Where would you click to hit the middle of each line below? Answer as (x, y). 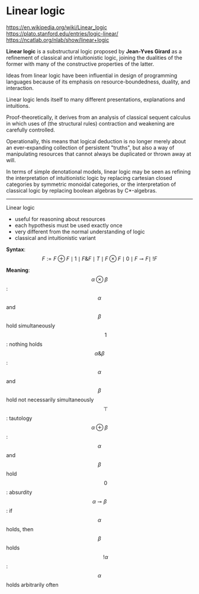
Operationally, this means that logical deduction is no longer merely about (96, 141)
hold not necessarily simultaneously (50, 399)
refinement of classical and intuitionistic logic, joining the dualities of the (94, 57)
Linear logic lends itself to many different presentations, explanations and (96, 99)
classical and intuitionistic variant (55, 237)
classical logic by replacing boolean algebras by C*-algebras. (81, 190)
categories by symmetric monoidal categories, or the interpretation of (91, 184)
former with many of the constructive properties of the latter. (80, 64)
